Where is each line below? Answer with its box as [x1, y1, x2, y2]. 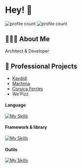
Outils [5, 146, 18, 152]
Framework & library [5, 124, 47, 130]
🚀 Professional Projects [5, 62, 78, 71]
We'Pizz [12, 91, 29, 97]
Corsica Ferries [12, 85, 43, 91]
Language [5, 102, 26, 108]
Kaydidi [12, 75, 28, 81]
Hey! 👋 [5, 4, 33, 16]
